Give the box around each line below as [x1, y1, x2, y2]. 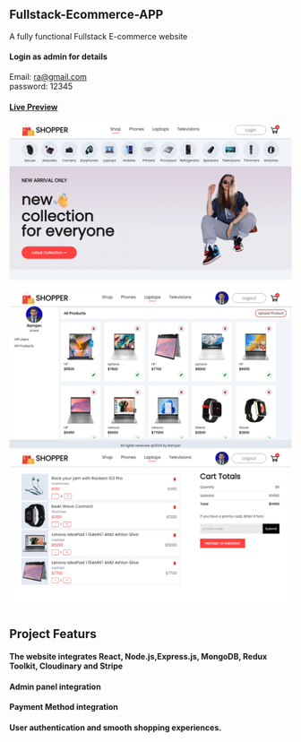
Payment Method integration [9, 702, 119, 712]
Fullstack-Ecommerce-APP [9, 7, 164, 22]
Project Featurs [9, 626, 97, 642]
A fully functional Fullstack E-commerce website [9, 30, 188, 41]
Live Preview [9, 101, 58, 112]
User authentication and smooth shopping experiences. [9, 721, 222, 733]
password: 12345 [9, 81, 73, 92]
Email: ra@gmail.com [9, 72, 88, 82]
